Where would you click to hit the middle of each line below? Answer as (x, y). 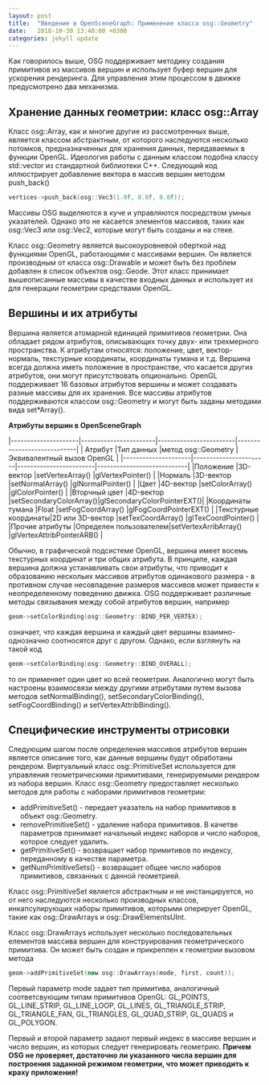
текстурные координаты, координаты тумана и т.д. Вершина (147, 358)
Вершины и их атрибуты (73, 313)
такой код (25, 649)
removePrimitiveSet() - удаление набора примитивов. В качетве (129, 824)
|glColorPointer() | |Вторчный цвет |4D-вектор (86, 492)
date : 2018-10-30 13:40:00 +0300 (68, 31)
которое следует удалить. (65, 842)
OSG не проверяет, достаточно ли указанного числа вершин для (122, 1055)
